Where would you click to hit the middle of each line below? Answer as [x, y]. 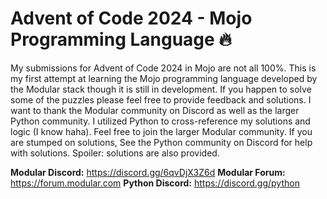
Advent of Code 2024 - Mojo [131, 18]
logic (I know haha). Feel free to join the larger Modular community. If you [161, 131]
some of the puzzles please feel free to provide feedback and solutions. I [161, 99]
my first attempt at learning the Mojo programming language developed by [164, 78]
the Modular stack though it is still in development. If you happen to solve [161, 89]
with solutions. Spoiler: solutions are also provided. [115, 153]
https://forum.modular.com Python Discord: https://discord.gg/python [155, 183]
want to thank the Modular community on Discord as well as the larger [155, 110]
